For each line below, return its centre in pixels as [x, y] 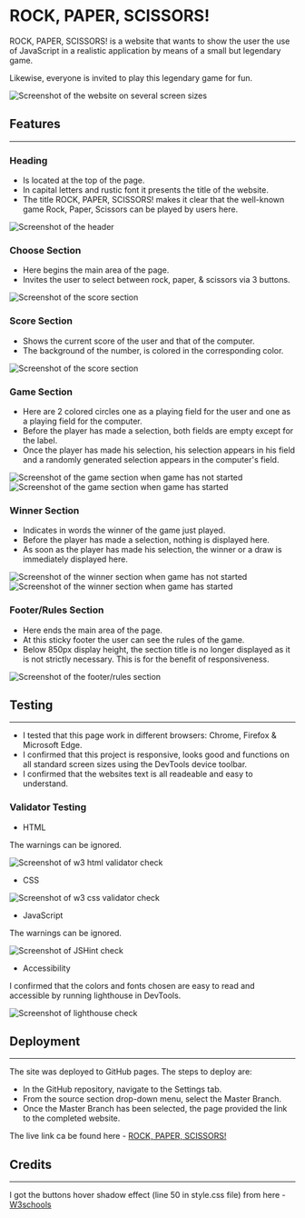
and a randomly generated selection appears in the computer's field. [151, 459]
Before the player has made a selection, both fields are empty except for [158, 430]
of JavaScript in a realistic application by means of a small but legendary [145, 50]
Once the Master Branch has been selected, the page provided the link [155, 1109]
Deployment [45, 1042]
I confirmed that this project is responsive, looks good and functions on [156, 754]
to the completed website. [71, 1118]
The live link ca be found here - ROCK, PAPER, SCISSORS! [118, 1136]
